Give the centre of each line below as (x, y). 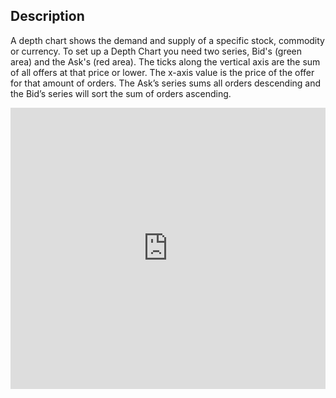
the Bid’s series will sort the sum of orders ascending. (121, 93)
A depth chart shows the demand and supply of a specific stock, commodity (167, 40)
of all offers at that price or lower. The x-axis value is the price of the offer (162, 72)
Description (47, 16)
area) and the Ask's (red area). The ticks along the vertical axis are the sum (165, 61)
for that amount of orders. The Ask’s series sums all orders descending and (166, 83)
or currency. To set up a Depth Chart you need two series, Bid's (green (156, 51)
